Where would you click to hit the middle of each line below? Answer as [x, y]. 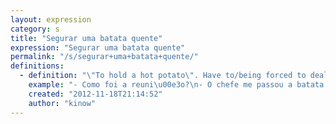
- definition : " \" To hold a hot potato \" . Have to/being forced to [163, 76]
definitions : [37, 66]
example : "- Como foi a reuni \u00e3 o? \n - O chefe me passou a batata [176, 85]
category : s [35, 29]
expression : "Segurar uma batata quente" [98, 47]
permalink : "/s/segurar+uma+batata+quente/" [104, 57]
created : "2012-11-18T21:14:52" [95, 94]
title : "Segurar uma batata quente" [86, 38]
